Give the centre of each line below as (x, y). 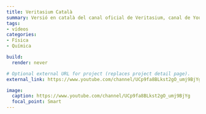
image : (15, 90)
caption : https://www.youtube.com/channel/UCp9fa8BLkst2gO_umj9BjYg (101, 96)
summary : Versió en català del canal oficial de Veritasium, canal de (98, 18)
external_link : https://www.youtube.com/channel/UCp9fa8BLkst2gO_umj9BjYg (104, 79)
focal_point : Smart (37, 102)
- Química (19, 46)
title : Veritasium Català (39, 12)
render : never (30, 62)
